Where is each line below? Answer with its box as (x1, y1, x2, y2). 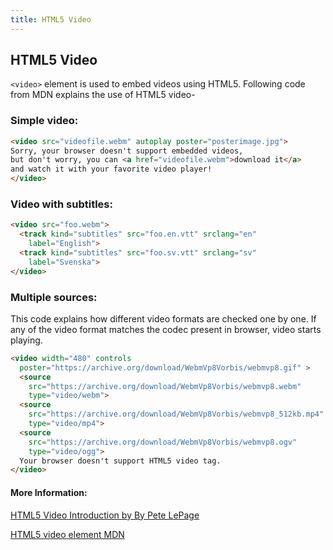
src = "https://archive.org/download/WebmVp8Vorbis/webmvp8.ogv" (28, 437, 298, 447)
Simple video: (10, 114, 79, 128)
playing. (10, 334, 43, 346)
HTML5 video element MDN (10, 528, 125, 540)
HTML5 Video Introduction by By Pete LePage (10, 509, 200, 521)
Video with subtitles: (10, 197, 113, 211)
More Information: (10, 486, 88, 498)
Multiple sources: (10, 290, 98, 304)
